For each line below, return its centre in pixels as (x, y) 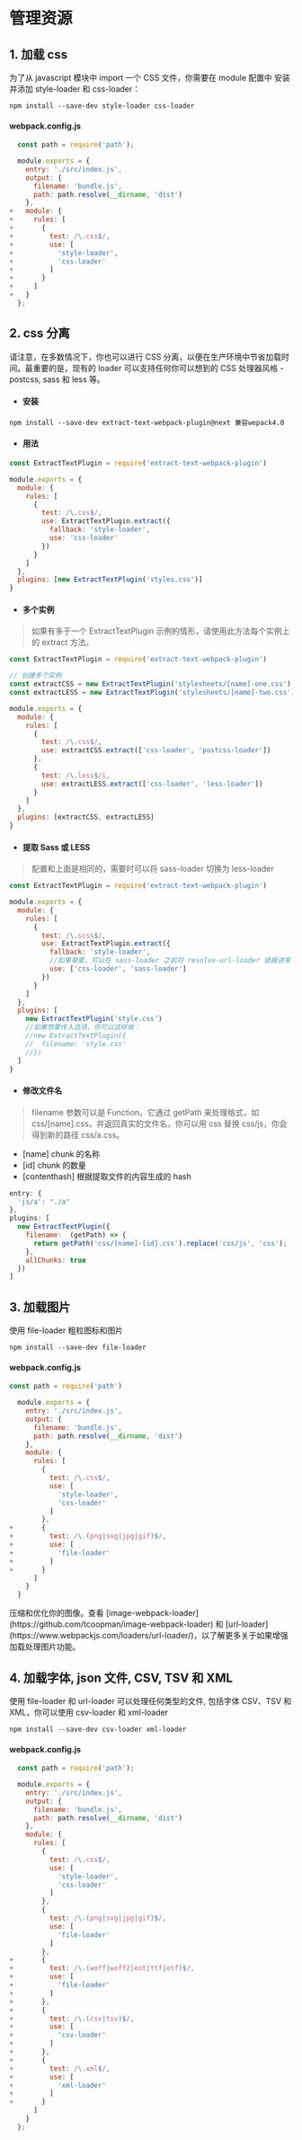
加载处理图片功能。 (45, 1647)
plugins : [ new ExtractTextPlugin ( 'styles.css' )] (110, 580)
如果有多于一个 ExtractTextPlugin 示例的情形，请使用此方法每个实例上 (160, 631)
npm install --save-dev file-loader (78, 1348)
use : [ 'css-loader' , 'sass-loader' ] (118, 969)
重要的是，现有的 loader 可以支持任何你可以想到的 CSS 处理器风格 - (159, 368)
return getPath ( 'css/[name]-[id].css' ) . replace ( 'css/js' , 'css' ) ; (160, 1243)
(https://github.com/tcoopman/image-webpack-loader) (111, 1624)
